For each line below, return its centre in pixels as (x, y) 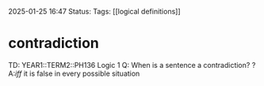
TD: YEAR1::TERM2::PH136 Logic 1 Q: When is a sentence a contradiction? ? (132, 65)
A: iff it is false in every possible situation (74, 73)
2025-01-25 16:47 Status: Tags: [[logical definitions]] (94, 11)
